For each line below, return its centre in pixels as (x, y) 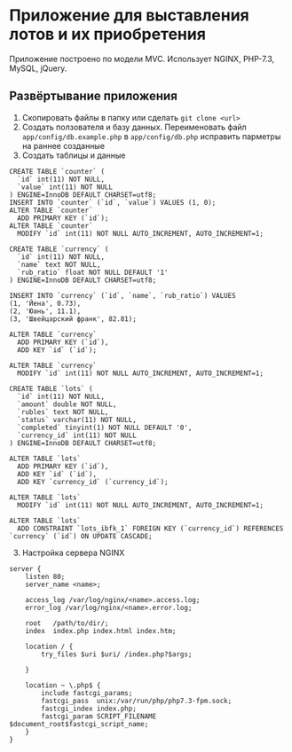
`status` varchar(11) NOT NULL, (77, 419)
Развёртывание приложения (93, 96)
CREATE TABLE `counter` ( (57, 171)
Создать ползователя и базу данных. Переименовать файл (134, 127)
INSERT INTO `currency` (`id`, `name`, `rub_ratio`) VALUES (123, 295)
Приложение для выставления (130, 16)
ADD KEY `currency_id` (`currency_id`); (93, 482)
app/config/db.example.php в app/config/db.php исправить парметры (151, 136)
